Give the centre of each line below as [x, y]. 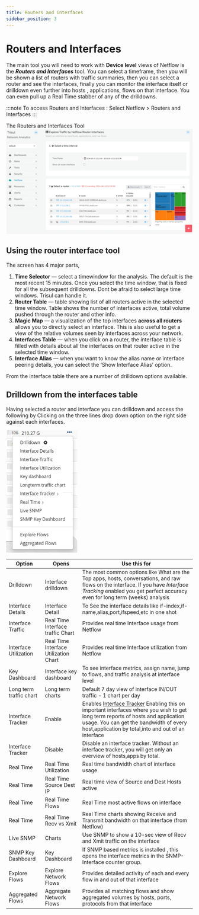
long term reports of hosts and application [133, 716]
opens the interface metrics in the [123, 856]
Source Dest [60, 785]
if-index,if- [174, 606]
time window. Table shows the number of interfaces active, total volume [102, 308]
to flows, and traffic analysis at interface [131, 674]
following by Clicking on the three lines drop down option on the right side [96, 415]
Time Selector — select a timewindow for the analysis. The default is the [104, 276]
